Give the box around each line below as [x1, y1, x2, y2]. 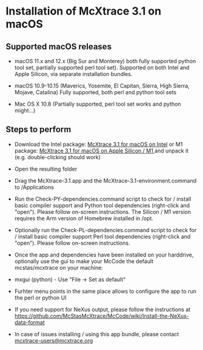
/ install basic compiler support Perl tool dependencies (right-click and [14, 233, 191, 240]
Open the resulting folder [14, 165, 78, 173]
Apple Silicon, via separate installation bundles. [14, 70, 133, 77]
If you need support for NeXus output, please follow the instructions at [14, 306, 191, 313]
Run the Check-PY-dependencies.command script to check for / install [14, 195, 191, 202]
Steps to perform [5, 125, 72, 135]
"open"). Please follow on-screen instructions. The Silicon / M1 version [14, 208, 191, 215]
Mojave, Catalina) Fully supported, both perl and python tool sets [14, 89, 177, 95]
